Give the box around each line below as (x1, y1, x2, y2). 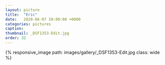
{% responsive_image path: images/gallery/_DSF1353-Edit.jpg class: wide (5, 49, 160, 55)
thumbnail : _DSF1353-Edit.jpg (5, 31, 70, 36)
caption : (5, 26, 24, 31)
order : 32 (5, 36, 26, 41)
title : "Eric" (5, 12, 38, 17)
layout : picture (5, 7, 40, 13)
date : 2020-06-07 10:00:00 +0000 (5, 17, 81, 22)
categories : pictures (5, 21, 51, 27)
